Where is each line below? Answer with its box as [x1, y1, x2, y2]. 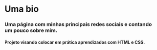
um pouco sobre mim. [4, 27, 58, 34]
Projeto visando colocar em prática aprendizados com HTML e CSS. [4, 39, 145, 45]
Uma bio [4, 3, 39, 15]
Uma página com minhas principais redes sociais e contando [4, 21, 152, 28]
